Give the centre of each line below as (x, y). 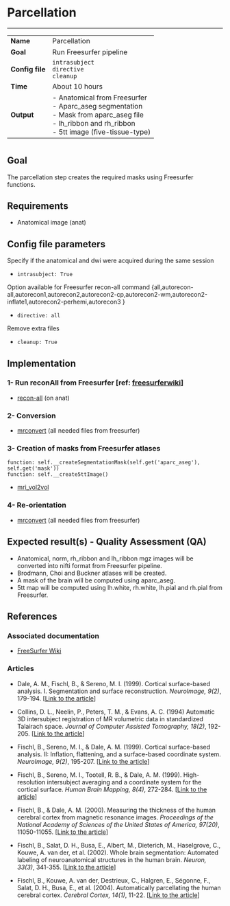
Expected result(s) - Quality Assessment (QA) (107, 542)
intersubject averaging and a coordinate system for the (124, 782)
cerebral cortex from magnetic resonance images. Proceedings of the (115, 817)
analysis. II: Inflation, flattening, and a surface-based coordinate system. (119, 754)
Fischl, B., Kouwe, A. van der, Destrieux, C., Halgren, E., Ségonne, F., (114, 880)
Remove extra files (33, 328)
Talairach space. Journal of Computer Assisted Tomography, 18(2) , (112, 726)
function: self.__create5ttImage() (58, 475)
